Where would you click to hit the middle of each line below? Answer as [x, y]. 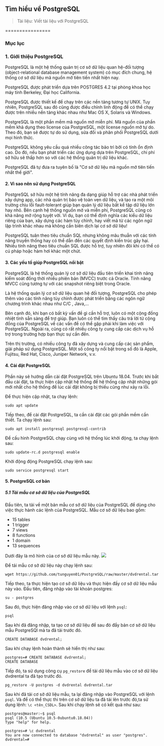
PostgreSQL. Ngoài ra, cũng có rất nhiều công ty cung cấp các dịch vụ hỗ [80, 329]
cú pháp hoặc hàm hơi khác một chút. [43, 251]
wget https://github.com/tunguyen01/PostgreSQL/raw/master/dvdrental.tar [82, 575]
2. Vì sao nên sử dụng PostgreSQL [40, 184]
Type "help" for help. [28, 722]
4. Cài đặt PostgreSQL [28, 366]
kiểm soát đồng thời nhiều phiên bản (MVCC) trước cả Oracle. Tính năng [78, 279]
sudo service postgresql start [37, 470]
